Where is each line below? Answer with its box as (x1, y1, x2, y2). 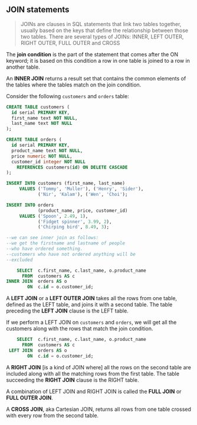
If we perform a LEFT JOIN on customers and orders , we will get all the (6, 319, 177, 326)
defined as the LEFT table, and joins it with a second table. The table (6, 301, 173, 308)
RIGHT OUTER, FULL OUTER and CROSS (20, 39, 120, 46)
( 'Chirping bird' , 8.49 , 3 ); (37, 224, 110, 230)
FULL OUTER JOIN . (6, 394, 53, 401)
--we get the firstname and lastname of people (6, 240, 126, 246)
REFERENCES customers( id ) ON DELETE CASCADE (17, 164, 128, 170)
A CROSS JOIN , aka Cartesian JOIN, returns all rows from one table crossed (6, 405, 192, 413)
